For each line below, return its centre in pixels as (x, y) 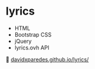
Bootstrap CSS (33, 34)
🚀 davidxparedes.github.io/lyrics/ (47, 59)
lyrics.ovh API (32, 48)
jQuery (23, 41)
